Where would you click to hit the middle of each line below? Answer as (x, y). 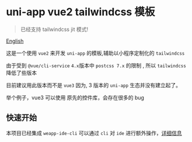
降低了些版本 (21, 72)
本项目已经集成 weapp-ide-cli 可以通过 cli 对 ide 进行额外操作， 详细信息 (94, 133)
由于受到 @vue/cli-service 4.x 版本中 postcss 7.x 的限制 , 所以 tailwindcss (96, 65)
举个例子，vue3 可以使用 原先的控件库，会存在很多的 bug (75, 98)
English (15, 41)
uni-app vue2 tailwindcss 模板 (81, 12)
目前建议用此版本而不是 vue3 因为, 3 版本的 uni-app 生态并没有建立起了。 (94, 85)
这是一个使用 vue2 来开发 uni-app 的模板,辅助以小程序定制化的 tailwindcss (95, 53)
